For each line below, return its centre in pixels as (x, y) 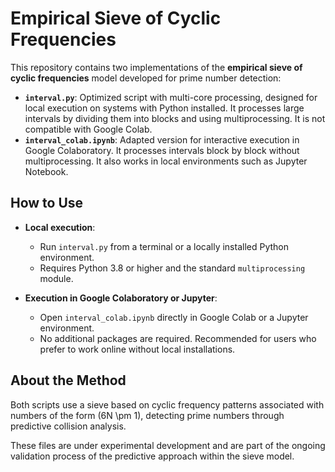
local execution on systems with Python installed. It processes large (164, 108)
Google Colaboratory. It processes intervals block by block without (162, 150)
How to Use (47, 203)
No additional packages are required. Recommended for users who (178, 338)
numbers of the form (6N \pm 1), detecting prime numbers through (147, 415)
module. (56, 278)
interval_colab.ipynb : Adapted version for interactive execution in (162, 139)
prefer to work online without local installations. (137, 349)
